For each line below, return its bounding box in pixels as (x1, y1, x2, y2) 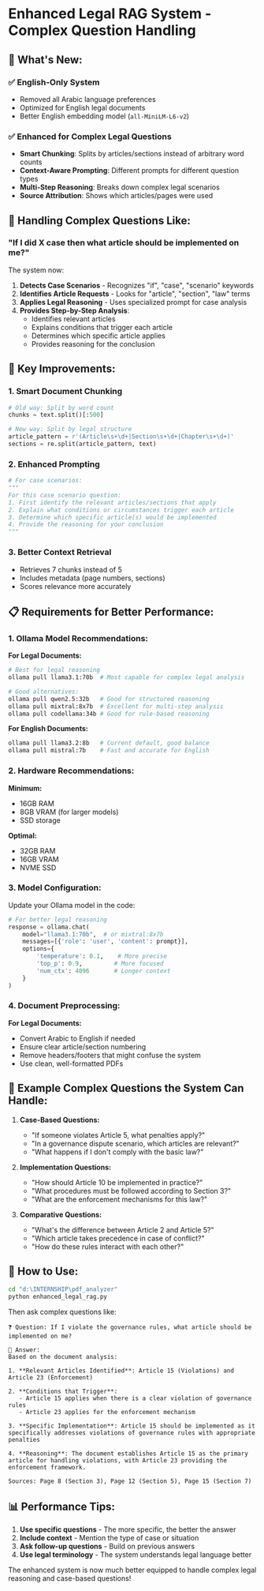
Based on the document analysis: (8, 1353, 118, 1361)
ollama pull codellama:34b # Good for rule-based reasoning (8, 710, 210, 718)
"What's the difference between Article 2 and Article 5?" (31, 1225, 214, 1234)
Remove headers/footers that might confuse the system (19, 1050, 201, 1060)
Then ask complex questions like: (8, 1308, 117, 1317)
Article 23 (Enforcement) (8, 1374, 93, 1382)
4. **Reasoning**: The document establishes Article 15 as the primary (8, 1450, 248, 1458)
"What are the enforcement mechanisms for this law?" (31, 1194, 208, 1204)
